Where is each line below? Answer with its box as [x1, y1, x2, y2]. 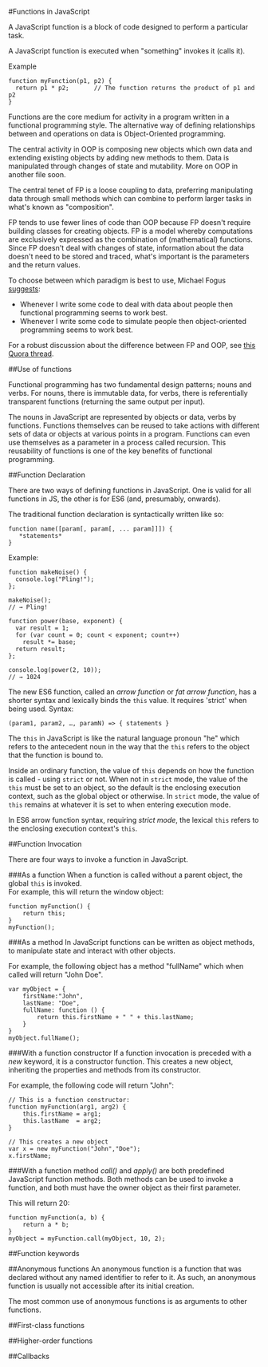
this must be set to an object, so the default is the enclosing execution [8, 783, 242, 792]
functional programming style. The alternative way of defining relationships [8, 121, 255, 130]
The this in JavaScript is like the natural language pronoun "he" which [8, 733, 240, 743]
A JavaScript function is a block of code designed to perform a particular [8, 22, 249, 31]
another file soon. [8, 170, 66, 179]
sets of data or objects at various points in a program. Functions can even [8, 429, 250, 438]
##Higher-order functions [8, 1336, 93, 1345]
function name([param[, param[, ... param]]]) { [8, 525, 173, 533]
